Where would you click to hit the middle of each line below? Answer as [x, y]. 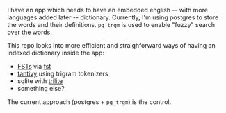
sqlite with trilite [40, 81]
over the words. [30, 32]
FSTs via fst [34, 66]
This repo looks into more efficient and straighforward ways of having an [111, 45]
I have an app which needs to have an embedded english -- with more [108, 10]
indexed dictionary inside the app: [56, 53]
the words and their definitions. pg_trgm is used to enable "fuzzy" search [111, 25]
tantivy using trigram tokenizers [63, 73]
